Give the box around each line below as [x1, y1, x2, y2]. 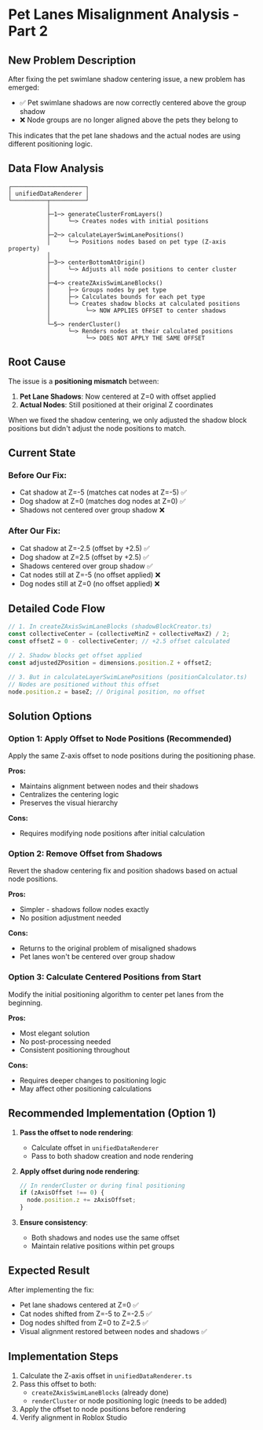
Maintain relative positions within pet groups [31, 1241, 175, 1251]
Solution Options [8, 709, 93, 722]
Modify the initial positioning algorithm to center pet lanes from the [8, 989, 224, 999]
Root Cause [8, 355, 67, 369]
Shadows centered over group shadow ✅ [19, 561, 153, 571]
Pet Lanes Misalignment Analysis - [8, 6, 239, 24]
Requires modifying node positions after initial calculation [19, 829, 206, 838]
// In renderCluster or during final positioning [19, 1182, 186, 1189]
